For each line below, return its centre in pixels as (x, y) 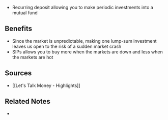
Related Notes (27, 101)
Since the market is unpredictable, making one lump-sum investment (84, 41)
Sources (18, 73)
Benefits (19, 29)
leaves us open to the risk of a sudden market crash (67, 46)
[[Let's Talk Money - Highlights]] (46, 85)
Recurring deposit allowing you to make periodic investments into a (82, 7)
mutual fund (25, 13)
